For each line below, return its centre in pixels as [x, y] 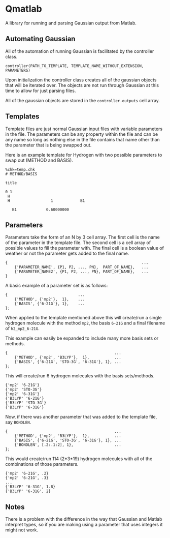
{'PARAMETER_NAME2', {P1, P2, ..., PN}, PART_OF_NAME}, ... [81, 272]
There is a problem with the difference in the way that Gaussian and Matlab [84, 519]
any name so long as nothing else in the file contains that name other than [82, 139]
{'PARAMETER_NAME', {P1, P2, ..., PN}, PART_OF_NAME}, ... [81, 267]
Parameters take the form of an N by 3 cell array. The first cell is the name [82, 237]
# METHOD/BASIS [21, 174]
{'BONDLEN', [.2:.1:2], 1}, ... [68, 445]
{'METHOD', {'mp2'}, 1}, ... [50, 300]
